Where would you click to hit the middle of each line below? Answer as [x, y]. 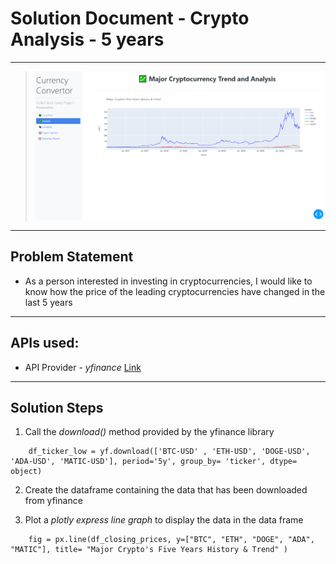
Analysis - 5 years [87, 39]
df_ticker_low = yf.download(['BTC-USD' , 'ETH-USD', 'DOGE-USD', [169, 452]
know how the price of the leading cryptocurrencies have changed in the [175, 291]
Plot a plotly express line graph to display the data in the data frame [164, 520]
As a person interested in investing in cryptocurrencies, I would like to [168, 281]
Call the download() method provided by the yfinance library [149, 432]
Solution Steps [57, 408]
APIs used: [45, 343]
